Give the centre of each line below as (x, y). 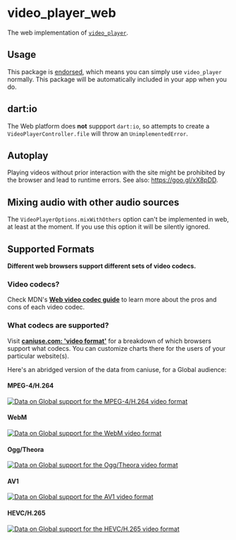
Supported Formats (51, 249)
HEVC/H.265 (26, 513)
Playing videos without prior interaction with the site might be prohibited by (116, 173)
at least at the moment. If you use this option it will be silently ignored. (109, 227)
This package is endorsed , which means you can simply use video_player (114, 71)
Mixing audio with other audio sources (93, 202)
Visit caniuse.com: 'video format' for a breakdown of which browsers (109, 341)
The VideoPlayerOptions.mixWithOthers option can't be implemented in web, (118, 220)
